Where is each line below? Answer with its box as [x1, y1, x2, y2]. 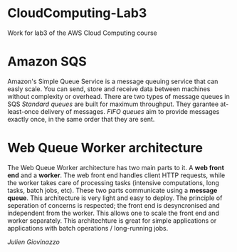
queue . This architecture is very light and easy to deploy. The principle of [7, 194, 223, 202]
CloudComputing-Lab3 [7, 5, 147, 21]
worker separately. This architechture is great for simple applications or [7, 216, 217, 225]
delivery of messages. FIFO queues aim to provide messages [40, 107, 220, 115]
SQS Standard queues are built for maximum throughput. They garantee [7, 100, 219, 108]
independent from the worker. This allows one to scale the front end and [7, 209, 219, 217]
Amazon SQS [7, 53, 87, 70]
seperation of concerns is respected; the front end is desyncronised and [7, 201, 220, 209]
